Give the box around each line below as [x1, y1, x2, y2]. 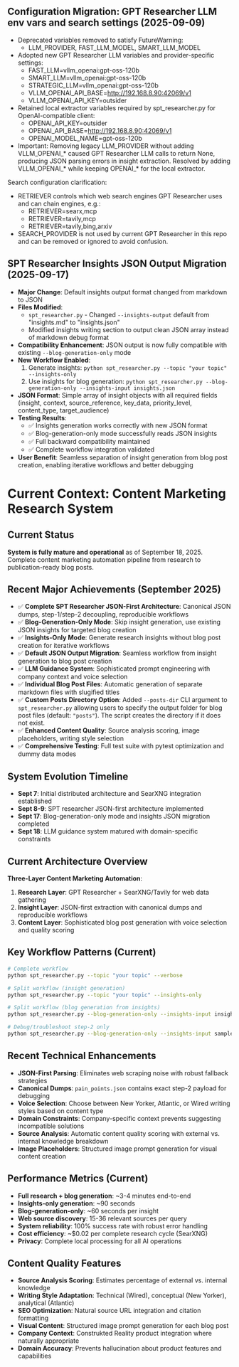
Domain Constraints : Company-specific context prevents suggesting [17, 1114, 222, 1122]
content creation [17, 1151, 66, 1160]
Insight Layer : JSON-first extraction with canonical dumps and [17, 903, 203, 912]
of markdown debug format [28, 333, 109, 341]
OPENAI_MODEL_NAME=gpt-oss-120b [28, 134, 142, 142]
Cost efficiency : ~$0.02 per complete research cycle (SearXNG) [17, 1229, 208, 1238]
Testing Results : [17, 413, 67, 422]
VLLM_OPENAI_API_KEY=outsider [28, 96, 127, 105]
